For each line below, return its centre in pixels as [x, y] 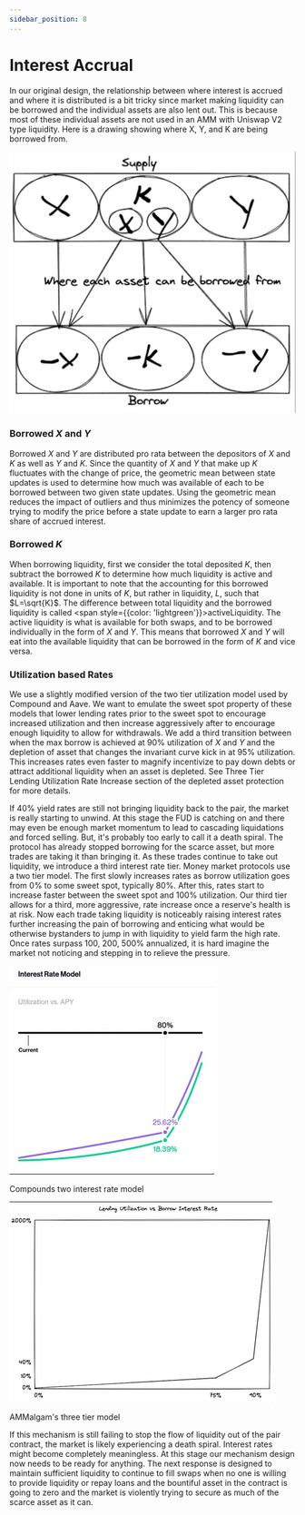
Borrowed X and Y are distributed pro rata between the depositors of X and [150, 453]
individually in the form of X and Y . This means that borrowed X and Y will [147, 632]
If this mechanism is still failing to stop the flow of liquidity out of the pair [145, 1435]
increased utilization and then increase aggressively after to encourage [142, 723]
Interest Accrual [71, 65]
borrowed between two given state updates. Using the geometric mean [143, 492]
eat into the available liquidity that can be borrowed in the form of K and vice [152, 641]
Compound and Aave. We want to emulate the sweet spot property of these [151, 704]
